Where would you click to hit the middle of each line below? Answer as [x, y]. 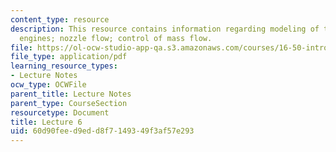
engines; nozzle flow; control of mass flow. [116, 38]
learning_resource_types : [64, 66]
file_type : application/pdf [69, 57]
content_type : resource [60, 19]
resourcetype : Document [60, 112]
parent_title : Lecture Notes [71, 94]
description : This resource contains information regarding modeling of [165, 29]
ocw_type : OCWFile [48, 85]
